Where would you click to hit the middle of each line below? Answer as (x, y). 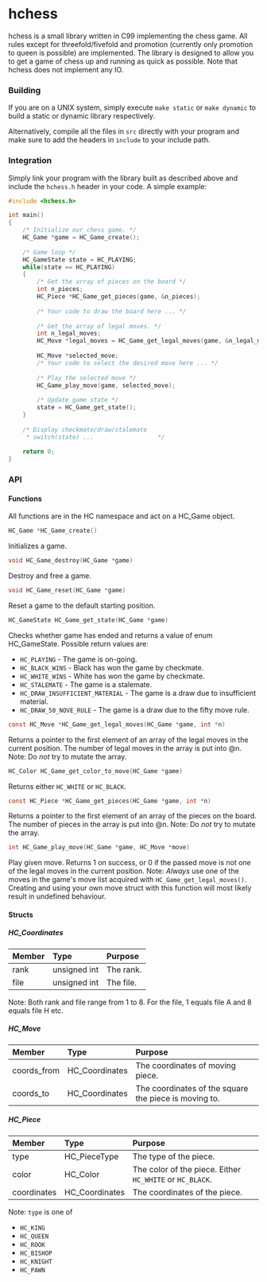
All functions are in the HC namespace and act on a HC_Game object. (122, 516)
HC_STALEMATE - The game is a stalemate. (86, 684)
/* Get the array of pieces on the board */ (112, 282)
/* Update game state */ (78, 400)
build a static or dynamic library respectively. (82, 116)
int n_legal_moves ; (69, 334)
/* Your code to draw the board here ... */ (112, 311)
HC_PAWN (32, 1270)
